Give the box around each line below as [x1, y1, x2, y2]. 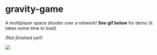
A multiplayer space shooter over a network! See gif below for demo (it [5, 20, 153, 26]
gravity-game [5, 3, 64, 15]
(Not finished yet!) [5, 35, 43, 41]
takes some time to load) [5, 25, 57, 31]
